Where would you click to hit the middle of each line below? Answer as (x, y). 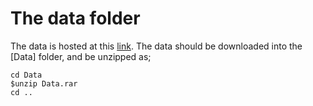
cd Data (26, 75)
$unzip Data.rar (44, 83)
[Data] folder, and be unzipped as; (81, 56)
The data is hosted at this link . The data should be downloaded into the (156, 46)
